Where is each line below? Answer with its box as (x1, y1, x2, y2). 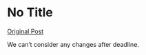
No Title (7, 5, 54, 20)
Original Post (7, 27, 44, 35)
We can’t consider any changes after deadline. (7, 40, 140, 48)
